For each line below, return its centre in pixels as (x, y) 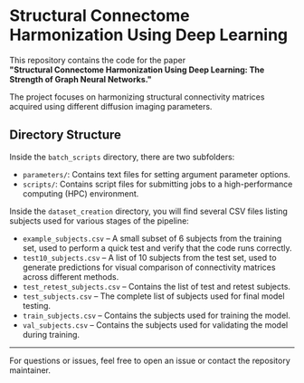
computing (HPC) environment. (81, 193)
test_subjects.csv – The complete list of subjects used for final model (153, 296)
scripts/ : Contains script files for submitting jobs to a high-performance (157, 184)
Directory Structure (66, 135)
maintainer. (30, 370)
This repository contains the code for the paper (98, 60)
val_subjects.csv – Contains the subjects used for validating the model (155, 325)
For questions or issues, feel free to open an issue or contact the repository (150, 360)
